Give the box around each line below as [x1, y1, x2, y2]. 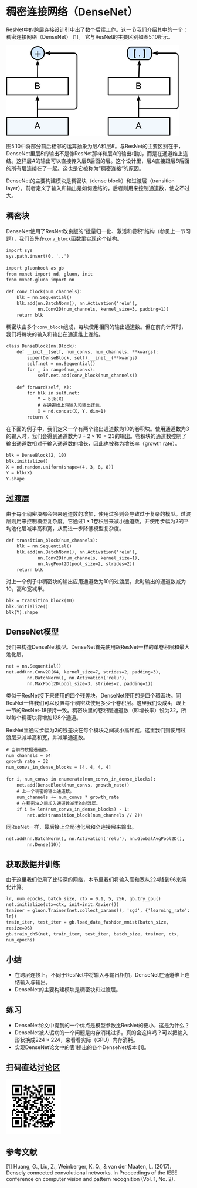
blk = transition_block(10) [6, 598, 75, 603]
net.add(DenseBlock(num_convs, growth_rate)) [16, 782, 130, 788]
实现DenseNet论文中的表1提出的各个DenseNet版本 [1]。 [14, 1043, 150, 1051]
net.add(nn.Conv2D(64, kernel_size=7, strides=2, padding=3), [6, 669, 161, 675]
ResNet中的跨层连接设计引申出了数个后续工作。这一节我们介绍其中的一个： [6, 26, 188, 33]
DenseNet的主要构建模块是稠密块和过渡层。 [14, 986, 121, 993]
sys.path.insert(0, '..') [6, 253, 69, 259]
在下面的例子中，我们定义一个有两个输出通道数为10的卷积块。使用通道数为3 [6, 425, 189, 432]
